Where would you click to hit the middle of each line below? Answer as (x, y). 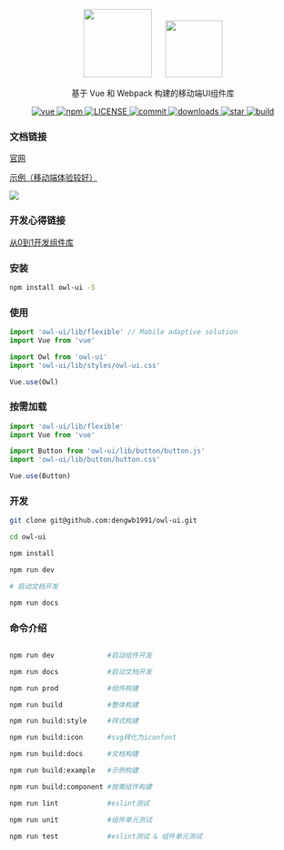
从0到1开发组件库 (42, 242)
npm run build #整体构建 (74, 705)
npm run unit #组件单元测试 (81, 820)
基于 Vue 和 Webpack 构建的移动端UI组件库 (153, 93)
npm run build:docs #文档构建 (74, 754)
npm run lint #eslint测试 (80, 803)
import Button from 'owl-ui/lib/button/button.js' (107, 451)
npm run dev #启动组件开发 (81, 655)
